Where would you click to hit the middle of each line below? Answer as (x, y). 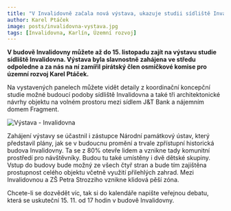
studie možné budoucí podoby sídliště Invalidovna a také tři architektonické (114, 95)
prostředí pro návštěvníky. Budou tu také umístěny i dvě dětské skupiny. (109, 158)
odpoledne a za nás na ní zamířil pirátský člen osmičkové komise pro (107, 67)
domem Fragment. (33, 109)
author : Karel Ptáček (38, 20)
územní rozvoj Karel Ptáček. (48, 74)
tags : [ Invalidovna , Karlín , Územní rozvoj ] (72, 33)
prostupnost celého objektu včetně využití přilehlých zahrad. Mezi (101, 173)
